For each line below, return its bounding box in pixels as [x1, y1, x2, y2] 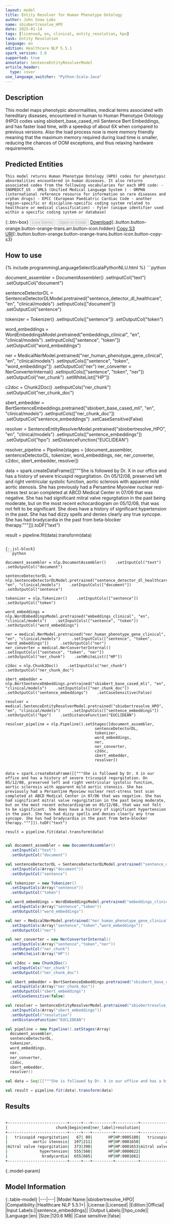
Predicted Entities [5, 160, 63, 169]
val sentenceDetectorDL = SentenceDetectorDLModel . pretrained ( [5, 862, 143, 867]
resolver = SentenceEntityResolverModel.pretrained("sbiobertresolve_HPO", [5, 426, 166, 432]
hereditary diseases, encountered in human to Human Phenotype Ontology [5, 112, 164, 119]
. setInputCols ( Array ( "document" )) [10, 866, 83, 871]
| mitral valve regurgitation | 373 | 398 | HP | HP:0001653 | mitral [5, 1144, 155, 1150]
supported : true [5, 55, 40, 61]
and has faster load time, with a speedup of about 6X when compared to [5, 123, 159, 129]
